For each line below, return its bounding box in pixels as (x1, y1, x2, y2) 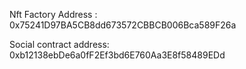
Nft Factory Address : (9, 9, 98, 20)
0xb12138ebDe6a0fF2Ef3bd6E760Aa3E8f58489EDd (9, 49, 226, 61)
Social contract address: (9, 39, 110, 50)
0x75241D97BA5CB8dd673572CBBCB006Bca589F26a (9, 19, 237, 31)
